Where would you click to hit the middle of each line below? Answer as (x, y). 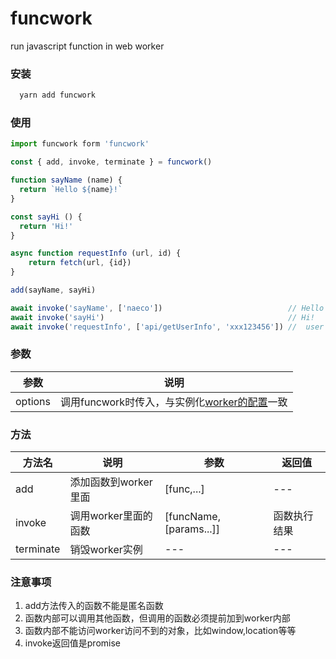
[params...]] (192, 529)
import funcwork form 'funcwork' (80, 144)
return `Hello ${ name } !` (71, 190)
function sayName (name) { (66, 180)
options (33, 401)
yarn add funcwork (58, 95)
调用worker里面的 (111, 516)
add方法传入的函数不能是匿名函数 (94, 606)
